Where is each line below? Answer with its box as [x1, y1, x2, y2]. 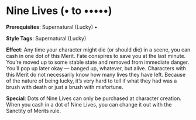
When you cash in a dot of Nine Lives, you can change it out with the [6, 101, 172, 108]
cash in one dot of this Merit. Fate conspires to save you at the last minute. [6, 52, 186, 59]
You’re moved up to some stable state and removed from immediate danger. [6, 59, 190, 66]
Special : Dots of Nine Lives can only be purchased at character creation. [6, 95, 181, 102]
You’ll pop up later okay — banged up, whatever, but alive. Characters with [6, 64, 186, 71]
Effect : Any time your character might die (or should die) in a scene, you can [6, 46, 191, 53]
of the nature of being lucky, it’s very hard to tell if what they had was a [6, 77, 177, 84]
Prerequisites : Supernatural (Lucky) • [6, 23, 98, 30]
